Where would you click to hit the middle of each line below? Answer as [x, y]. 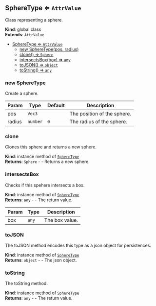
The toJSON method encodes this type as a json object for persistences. [78, 245]
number [35, 122]
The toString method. [26, 283]
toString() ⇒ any [36, 70]
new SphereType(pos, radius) [49, 49]
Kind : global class [23, 29]
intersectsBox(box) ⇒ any [45, 59]
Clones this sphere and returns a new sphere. [51, 147]
